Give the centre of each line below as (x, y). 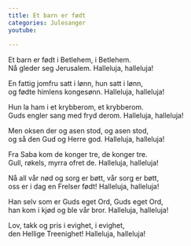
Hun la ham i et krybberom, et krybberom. (76, 107)
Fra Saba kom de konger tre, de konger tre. (78, 155)
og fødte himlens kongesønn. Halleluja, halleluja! (86, 92)
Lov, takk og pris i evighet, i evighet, (66, 225)
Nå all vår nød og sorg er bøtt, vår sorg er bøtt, (84, 178)
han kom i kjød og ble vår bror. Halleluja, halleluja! (88, 211)
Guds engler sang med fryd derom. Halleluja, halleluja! (96, 116)
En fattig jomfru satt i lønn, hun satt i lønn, (76, 84)
